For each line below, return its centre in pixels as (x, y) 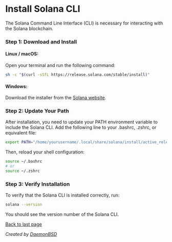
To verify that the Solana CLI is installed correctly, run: (62, 195)
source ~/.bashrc (24, 162)
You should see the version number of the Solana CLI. (62, 214)
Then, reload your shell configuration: (45, 152)
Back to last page (24, 224)
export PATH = (19, 142)
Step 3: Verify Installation (38, 184)
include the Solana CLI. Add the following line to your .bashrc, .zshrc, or (81, 127)
